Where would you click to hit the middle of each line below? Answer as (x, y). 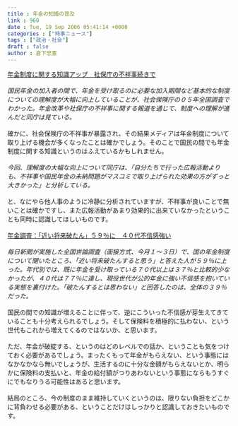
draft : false (28, 47)
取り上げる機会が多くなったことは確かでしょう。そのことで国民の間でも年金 (118, 142)
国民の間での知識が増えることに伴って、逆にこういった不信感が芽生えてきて (118, 312)
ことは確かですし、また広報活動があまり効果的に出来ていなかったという (118, 210)
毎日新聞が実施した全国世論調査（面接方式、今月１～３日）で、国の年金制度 (119, 252)
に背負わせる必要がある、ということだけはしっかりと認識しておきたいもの (115, 406)
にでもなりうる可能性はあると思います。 (66, 381)
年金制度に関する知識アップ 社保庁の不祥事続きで (82, 74)
